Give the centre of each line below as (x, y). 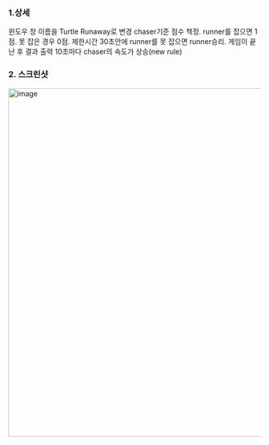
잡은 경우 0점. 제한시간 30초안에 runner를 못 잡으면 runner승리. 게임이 (137, 42)
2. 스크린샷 (28, 75)
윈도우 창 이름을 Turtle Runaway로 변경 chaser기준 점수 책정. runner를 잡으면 (130, 32)
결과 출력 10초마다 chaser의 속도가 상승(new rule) (104, 52)
